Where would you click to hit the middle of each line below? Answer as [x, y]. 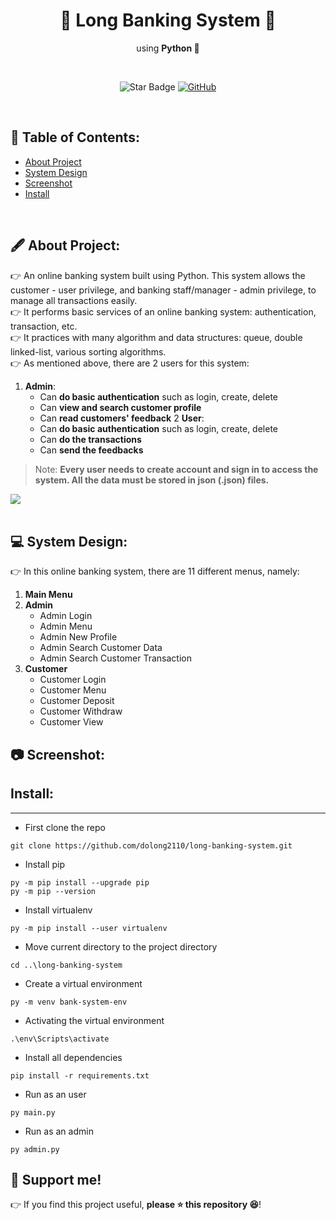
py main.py [33, 1112]
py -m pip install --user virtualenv [89, 928]
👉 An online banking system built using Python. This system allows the [158, 275]
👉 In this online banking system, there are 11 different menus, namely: [155, 571]
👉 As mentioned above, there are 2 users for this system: [130, 363]
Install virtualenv [58, 910]
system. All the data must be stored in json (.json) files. [152, 480]
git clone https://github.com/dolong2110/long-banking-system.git [151, 845]
